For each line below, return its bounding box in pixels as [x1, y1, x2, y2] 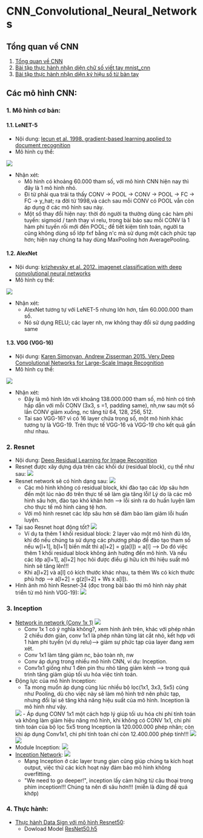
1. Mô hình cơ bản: [6, 106, 61, 115]
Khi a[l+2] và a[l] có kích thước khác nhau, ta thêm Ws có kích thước [24, 569, 195, 576]
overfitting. [24, 770, 52, 777]
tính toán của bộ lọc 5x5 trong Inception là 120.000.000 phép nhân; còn [15, 723, 195, 730]
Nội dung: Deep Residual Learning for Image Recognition [15, 456, 158, 464]
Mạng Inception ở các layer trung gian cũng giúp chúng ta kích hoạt [24, 757, 194, 764]
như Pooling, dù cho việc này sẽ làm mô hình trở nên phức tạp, [24, 690, 181, 697]
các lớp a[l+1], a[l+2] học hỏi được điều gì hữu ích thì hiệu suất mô [24, 556, 190, 564]
